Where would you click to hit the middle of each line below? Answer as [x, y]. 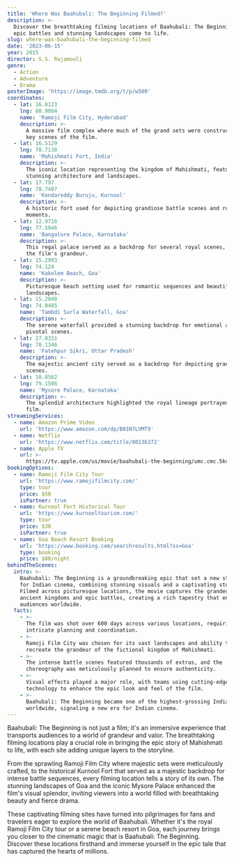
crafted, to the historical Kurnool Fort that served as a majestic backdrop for [116, 771]
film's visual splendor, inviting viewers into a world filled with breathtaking [113, 794]
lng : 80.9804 [39, 111]
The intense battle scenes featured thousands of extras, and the [124, 663]
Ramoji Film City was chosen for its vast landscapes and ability [124, 643]
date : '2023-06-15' [36, 46]
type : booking [40, 552]
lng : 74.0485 [39, 306]
